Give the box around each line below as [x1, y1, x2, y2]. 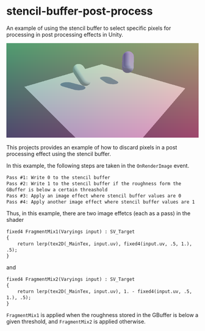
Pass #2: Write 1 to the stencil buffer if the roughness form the [6, 180, 182, 187]
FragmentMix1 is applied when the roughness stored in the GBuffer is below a [6, 311, 199, 318]
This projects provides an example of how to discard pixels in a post [6, 143, 178, 151]
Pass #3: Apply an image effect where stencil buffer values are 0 [6, 193, 182, 199]
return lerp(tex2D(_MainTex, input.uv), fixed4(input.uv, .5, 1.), [17, 241, 192, 247]
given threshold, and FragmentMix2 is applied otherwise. [6, 318, 146, 325]
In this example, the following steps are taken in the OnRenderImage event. [6, 162, 190, 169]
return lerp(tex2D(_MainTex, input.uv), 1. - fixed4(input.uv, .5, [17, 288, 192, 294]
